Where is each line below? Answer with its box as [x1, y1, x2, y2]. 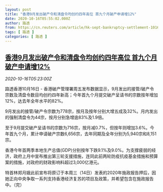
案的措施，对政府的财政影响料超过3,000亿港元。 [5, 159, 102, 165]
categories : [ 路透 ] [5, 35, 48, 39]
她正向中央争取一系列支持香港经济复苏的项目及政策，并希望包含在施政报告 [5, 175, 154, 181]
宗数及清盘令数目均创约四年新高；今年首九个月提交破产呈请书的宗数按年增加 [5, 92, 158, 98]
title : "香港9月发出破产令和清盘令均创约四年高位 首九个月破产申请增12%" [5, 12, 137, 17]
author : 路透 [5, 20, 30, 26]
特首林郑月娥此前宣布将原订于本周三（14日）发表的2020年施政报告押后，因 [5, 170, 156, 175]
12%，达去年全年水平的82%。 [5, 98, 65, 104]
